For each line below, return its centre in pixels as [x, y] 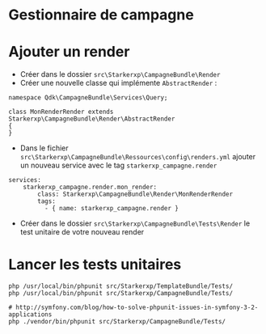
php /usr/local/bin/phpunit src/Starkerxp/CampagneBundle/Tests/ [120, 294]
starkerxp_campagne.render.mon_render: [90, 188]
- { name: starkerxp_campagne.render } [112, 209]
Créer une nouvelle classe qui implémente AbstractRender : [118, 83]
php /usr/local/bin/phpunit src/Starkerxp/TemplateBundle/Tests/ [120, 286]
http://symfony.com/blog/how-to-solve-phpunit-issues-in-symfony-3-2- [137, 308]
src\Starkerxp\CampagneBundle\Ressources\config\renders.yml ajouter [138, 157]
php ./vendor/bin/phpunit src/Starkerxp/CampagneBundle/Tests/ [117, 322]
